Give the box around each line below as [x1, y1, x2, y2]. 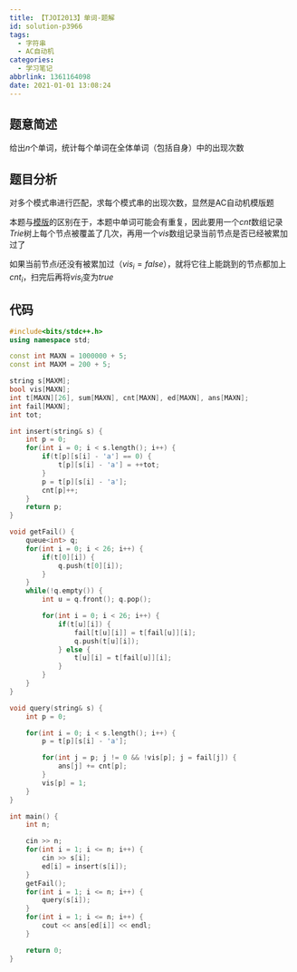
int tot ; [9, 410, 43, 419]
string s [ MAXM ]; [9, 377, 71, 386]
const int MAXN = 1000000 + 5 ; [9, 351, 128, 361]
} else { [57, 645, 91, 654]
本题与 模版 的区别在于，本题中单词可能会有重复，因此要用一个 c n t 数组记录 [9, 217, 283, 228]
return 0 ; [25, 946, 63, 955]
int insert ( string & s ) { [9, 427, 103, 436]
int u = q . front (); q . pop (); [42, 595, 152, 604]
